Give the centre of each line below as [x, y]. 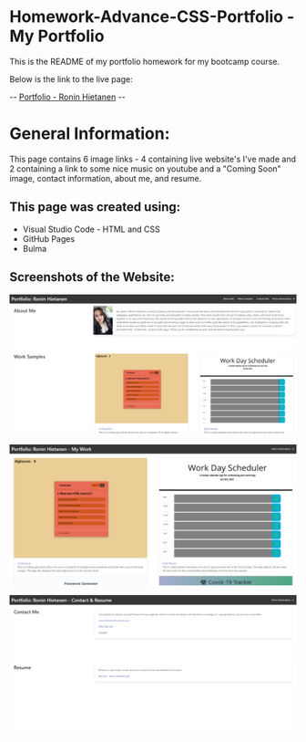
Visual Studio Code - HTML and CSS [92, 229]
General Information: [90, 134]
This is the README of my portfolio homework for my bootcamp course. [145, 61]
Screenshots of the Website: [92, 277]
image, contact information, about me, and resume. [106, 178]
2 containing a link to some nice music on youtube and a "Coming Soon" [145, 168]
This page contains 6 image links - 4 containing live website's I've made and [153, 159]
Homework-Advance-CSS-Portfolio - [152, 17]
